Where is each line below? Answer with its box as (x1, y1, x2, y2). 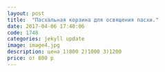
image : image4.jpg (7, 42, 60, 49)
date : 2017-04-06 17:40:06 (7, 23, 85, 29)
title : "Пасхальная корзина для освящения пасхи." (7, 16, 159, 23)
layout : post (7, 10, 45, 17)
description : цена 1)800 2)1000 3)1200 (7, 49, 122, 56)
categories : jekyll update (7, 36, 85, 43)
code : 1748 (7, 29, 39, 36)
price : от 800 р (7, 55, 54, 62)
